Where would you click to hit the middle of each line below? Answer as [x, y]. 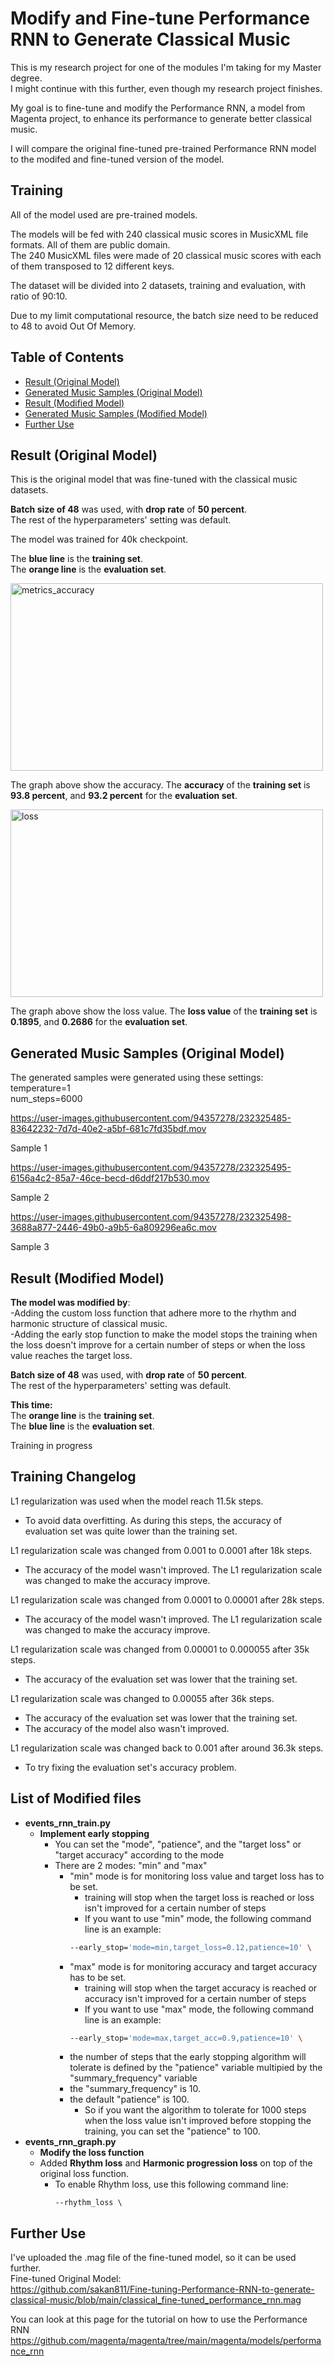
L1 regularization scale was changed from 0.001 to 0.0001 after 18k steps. [161, 1550]
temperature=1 [40, 1088]
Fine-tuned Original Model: [66, 2279]
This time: [31, 1405]
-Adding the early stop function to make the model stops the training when [164, 1334]
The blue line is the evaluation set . [82, 1426]
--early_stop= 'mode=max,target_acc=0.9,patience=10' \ [186, 2038]
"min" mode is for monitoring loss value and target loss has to [197, 1876]
